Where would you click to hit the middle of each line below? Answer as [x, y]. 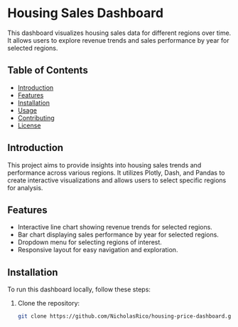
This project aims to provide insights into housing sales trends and [104, 165]
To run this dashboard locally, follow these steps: [79, 289]
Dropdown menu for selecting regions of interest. [90, 242]
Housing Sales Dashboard [86, 13]
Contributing [36, 118]
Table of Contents [48, 70]
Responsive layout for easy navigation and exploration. [98, 250]
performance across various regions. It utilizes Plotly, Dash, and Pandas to [116, 172]
